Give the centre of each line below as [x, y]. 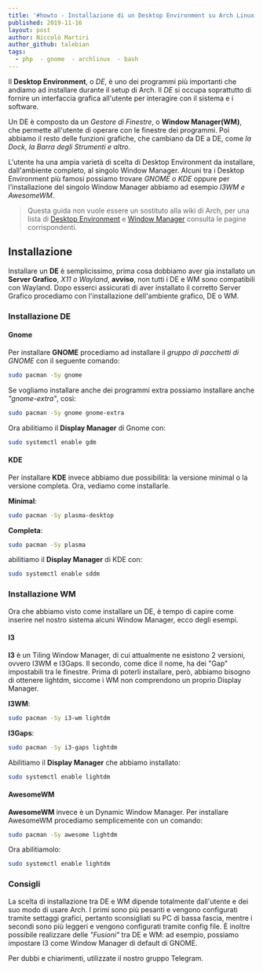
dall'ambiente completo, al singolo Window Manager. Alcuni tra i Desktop [126, 170]
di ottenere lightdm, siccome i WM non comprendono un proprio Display [125, 680]
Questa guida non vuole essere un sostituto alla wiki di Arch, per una [138, 210]
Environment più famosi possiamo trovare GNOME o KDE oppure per [119, 178]
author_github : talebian [49, 45]
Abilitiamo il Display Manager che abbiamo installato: [94, 762]
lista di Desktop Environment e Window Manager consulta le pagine [137, 219]
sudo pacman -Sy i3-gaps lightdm [63, 747]
